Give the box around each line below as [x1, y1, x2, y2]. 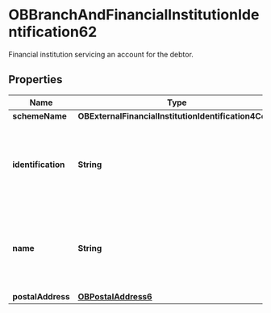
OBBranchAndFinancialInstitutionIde [8, 6, 260, 24]
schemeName [12, 111, 67, 122]
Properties [8, 73, 63, 86]
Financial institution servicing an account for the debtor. [8, 49, 194, 59]
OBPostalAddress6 [77, 290, 152, 302]
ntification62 [8, 23, 98, 41]
